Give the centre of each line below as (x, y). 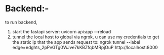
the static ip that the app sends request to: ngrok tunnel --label (76, 42)
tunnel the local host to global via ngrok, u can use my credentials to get (86, 37)
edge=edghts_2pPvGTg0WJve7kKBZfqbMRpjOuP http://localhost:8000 (85, 47)
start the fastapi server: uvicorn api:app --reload (61, 31)
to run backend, (21, 22)
